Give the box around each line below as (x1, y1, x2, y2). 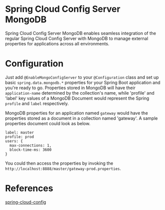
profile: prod (5, 134, 34, 139)
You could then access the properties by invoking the (5, 160, 113, 166)
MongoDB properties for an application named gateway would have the (5, 110, 148, 116)
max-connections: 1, (9, 143, 52, 148)
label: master (5, 130, 34, 135)
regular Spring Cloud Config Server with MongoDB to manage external (5, 35, 149, 41)
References (5, 183, 53, 194)
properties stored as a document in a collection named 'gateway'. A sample (5, 115, 158, 121)
